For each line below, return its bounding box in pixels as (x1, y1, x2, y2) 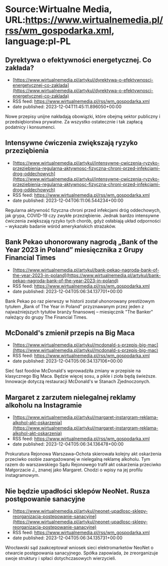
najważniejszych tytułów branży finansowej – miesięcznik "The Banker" (5, 309, 153, 315)
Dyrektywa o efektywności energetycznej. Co (5, 55, 151, 64)
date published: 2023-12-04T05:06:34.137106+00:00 (12, 358, 123, 364)
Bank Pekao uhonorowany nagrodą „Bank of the (5, 238, 158, 246)
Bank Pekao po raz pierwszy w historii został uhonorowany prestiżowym (5, 298, 155, 304)
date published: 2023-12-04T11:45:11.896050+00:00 (12, 104, 122, 109)
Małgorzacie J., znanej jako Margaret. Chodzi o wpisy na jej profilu (5, 467, 143, 473)
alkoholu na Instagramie (5, 401, 82, 409)
